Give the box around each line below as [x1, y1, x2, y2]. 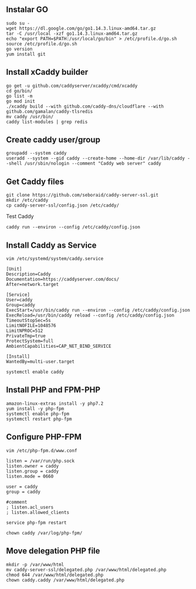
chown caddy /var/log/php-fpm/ [6, 530, 83, 536]
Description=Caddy [6, 271, 51, 277]
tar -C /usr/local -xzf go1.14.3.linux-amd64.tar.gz [6, 31, 138, 36]
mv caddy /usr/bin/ [6, 114, 54, 119]
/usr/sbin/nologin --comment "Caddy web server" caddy [24, 161, 161, 167]
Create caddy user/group [6, 135, 101, 145]
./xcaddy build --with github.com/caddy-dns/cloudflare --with [6, 103, 164, 109]
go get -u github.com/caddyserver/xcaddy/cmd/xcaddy [6, 82, 138, 89]
